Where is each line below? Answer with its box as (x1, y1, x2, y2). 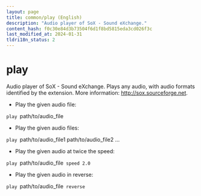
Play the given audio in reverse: (14, 171, 94, 178)
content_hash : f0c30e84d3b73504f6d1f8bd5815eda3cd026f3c (6, 25, 153, 32)
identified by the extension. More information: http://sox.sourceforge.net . (6, 89, 188, 96)
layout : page (6, 8, 39, 15)
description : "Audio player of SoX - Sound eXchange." (6, 20, 147, 26)
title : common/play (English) (6, 14, 83, 21)
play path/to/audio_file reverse (6, 182, 86, 190)
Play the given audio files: (14, 124, 80, 131)
